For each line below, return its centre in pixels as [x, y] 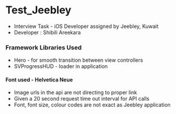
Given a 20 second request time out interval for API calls [82, 99]
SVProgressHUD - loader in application [61, 66]
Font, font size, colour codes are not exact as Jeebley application [92, 105]
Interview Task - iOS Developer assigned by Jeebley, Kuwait [86, 26]
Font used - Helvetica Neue [39, 80]
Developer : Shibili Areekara [47, 32]
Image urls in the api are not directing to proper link [75, 92]
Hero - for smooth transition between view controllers [78, 60]
